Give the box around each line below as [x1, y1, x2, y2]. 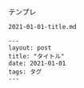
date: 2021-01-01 [8, 59, 66, 67]
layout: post [8, 44, 52, 52]
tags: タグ [8, 68, 42, 76]
